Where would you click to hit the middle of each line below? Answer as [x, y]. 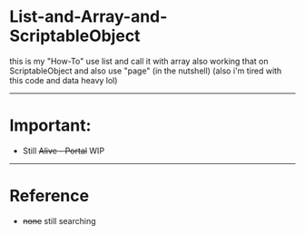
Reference [49, 196]
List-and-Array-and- [89, 17]
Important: [50, 126]
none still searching [59, 220]
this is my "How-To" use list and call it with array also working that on [139, 61]
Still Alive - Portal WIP [64, 151]
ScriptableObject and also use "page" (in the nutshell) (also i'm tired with [146, 71]
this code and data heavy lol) [64, 80]
